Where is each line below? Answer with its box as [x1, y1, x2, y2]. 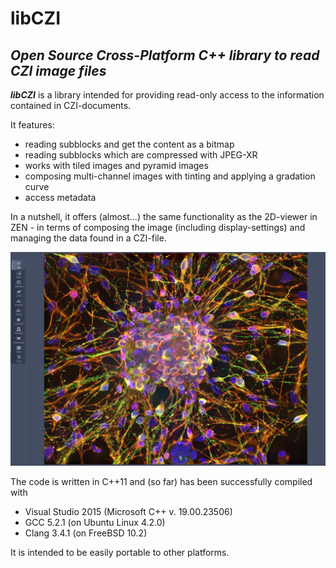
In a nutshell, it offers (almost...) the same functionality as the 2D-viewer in [10, 211, 318, 222]
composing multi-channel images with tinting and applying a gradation [24, 170, 316, 182]
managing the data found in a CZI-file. [10, 232, 167, 244]
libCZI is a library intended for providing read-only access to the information [10, 89, 325, 101]
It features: [10, 119, 55, 131]
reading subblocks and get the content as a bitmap [24, 138, 235, 150]
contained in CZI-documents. [10, 100, 132, 111]
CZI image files [10, 62, 107, 79]
